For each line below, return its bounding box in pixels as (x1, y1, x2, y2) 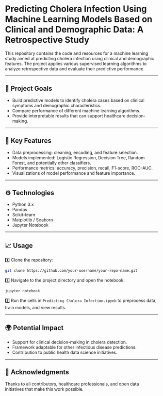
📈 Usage (5, 241, 33, 249)
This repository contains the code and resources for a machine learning (5, 50, 148, 56)
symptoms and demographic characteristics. (12, 102, 102, 108)
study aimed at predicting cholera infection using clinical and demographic (5, 55, 154, 61)
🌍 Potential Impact (5, 324, 64, 332)
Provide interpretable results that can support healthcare (12, 113, 126, 118)
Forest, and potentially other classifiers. (12, 160, 91, 165)
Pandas (12, 207, 28, 213)
